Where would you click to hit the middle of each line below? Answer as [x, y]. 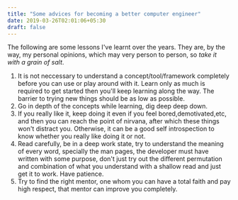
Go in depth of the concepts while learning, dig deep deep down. [112, 106]
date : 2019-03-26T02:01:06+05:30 [57, 21]
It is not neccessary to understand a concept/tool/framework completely [124, 76]
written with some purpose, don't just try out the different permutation [120, 159]
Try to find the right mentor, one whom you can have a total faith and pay [124, 182]
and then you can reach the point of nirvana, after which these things [118, 121]
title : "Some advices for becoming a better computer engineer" [104, 14]
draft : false [27, 27]
